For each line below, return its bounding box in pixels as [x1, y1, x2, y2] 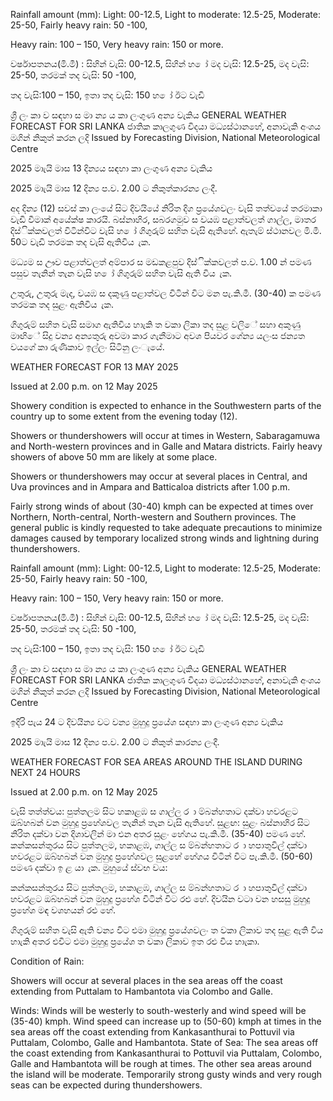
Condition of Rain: [10, 955, 85, 967]
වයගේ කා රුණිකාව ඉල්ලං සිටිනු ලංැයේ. [10, 341, 165, 353]
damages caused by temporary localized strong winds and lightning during [10, 532, 320, 544]
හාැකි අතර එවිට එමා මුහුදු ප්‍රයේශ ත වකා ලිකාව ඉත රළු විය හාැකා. [10, 935, 260, 947]
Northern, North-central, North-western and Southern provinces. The [10, 511, 297, 523]
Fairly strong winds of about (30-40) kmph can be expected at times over [10, 500, 314, 512]
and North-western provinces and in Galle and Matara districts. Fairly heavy [10, 440, 323, 452]
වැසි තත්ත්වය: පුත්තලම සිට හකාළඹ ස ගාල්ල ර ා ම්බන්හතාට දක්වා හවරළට [10, 805, 298, 817]
